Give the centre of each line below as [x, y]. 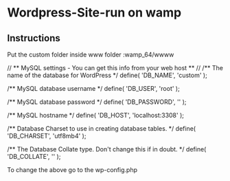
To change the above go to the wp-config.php [72, 170]
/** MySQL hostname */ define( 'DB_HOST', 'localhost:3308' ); [95, 115]
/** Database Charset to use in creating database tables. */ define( [102, 128]
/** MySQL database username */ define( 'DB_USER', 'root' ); [93, 88]
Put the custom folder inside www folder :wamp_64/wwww [91, 54]
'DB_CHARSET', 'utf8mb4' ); [47, 136]
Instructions [34, 38]
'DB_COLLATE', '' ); [34, 157]
